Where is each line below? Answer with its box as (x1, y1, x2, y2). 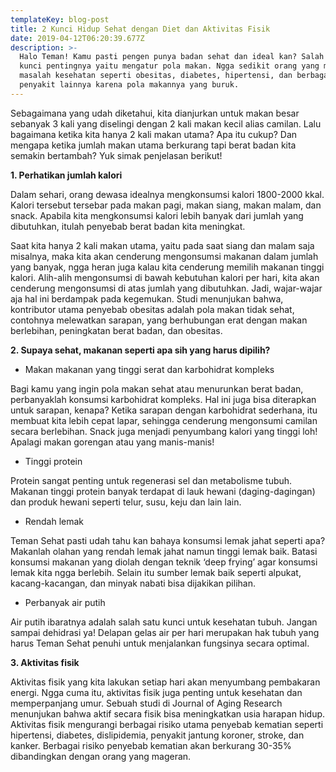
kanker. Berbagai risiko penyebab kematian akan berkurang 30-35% (10, 739, 292, 751)
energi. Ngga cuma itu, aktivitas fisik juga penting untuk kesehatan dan (10, 686, 303, 698)
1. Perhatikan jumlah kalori (10, 169, 123, 181)
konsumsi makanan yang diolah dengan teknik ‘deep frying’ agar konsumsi (10, 556, 318, 568)
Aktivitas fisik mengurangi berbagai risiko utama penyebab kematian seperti (10, 718, 324, 730)
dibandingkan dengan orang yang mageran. (10, 750, 192, 762)
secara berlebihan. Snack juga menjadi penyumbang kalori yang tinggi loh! (10, 425, 318, 437)
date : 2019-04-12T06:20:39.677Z (10, 33, 145, 43)
